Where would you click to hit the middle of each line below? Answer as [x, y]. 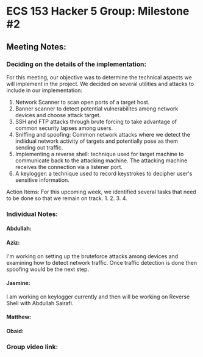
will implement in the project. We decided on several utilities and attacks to [100, 84]
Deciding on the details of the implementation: [76, 64]
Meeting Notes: [36, 47]
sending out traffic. [39, 147]
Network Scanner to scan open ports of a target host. [82, 102]
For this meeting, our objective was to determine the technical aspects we [99, 77]
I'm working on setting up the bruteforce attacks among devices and [92, 256]
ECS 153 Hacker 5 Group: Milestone [98, 11]
